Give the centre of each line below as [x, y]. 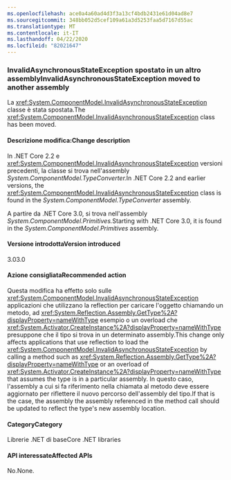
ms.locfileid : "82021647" [44, 46]
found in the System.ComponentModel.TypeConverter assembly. [99, 200]
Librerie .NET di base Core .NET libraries [64, 440]
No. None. [21, 471]
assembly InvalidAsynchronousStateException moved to [104, 78]
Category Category [35, 424]
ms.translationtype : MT [41, 26]
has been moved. [32, 125]
